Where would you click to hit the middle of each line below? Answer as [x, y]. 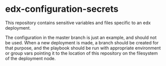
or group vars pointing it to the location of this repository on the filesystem [82, 53]
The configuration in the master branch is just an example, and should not [81, 37]
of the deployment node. [30, 58]
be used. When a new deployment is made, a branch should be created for [82, 42]
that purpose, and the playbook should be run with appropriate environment [83, 48]
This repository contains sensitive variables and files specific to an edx [78, 23]
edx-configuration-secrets [62, 9]
